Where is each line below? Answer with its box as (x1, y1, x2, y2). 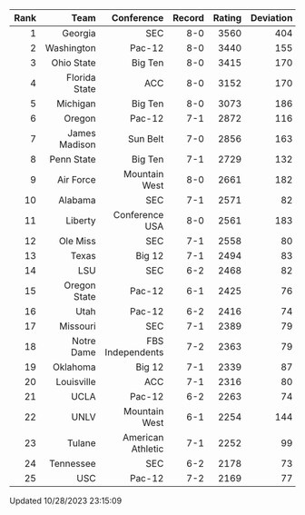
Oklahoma (53, 361, 97, 373)
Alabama (58, 194, 97, 206)
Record (172, 12, 204, 24)
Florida (66, 72, 97, 84)
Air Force (57, 173, 97, 185)
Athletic (131, 442, 164, 455)
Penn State (49, 154, 97, 165)
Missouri (58, 320, 97, 332)
